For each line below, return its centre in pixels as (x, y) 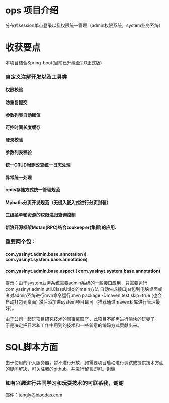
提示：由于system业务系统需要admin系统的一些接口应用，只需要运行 (76, 283)
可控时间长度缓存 (23, 127)
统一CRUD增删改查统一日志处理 (38, 165)
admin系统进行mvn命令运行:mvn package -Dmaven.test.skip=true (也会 (88, 295)
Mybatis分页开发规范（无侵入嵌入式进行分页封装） (58, 202)
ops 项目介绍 (32, 10)
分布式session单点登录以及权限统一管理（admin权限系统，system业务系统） (84, 25)
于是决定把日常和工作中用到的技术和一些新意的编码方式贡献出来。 (73, 325)
